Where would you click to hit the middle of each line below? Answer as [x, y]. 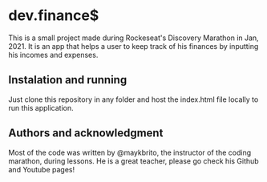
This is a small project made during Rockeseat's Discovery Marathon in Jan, [133, 38]
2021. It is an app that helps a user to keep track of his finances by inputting [133, 46]
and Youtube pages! [42, 169]
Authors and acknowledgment [86, 133]
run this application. [41, 107]
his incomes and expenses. [53, 55]
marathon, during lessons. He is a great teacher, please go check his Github [133, 161]
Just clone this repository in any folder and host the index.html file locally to [133, 99]
